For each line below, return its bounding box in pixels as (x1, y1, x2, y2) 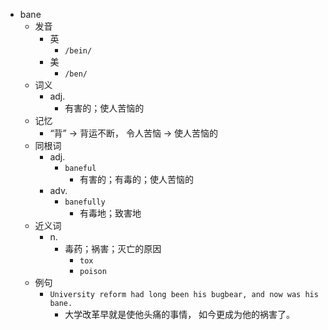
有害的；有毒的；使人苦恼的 (79, 174, 194, 185)
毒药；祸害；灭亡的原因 (64, 243, 162, 254)
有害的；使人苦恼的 (64, 102, 145, 114)
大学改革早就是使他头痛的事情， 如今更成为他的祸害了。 (64, 309, 296, 320)
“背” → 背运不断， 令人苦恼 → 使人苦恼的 (49, 127, 219, 139)
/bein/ (64, 46, 93, 56)
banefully (64, 197, 106, 207)
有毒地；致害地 (79, 207, 142, 219)
